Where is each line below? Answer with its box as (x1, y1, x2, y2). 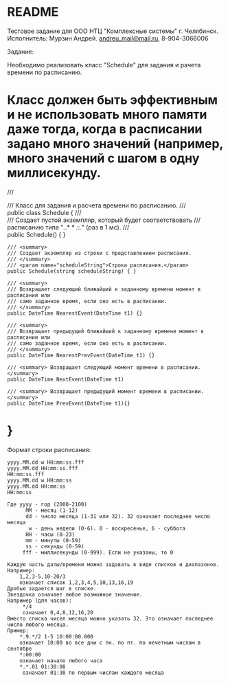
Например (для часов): (7, 597, 72, 604)
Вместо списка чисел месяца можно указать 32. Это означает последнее (7, 615, 214, 622)
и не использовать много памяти (7, 107, 207, 122)
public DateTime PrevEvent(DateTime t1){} (7, 400, 130, 407)
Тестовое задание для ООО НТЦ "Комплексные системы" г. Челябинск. (7, 27, 218, 35)
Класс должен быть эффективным (7, 92, 218, 108)
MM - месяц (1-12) (25, 506, 78, 514)
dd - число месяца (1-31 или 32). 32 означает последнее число (25, 513, 211, 519)
